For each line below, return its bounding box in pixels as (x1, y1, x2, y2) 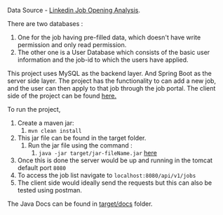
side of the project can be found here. (7, 91, 117, 100)
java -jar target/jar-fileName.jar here (38, 149, 158, 157)
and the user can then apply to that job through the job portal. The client (7, 84, 216, 92)
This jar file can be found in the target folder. (17, 133, 147, 142)
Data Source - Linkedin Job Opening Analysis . (7, 6, 141, 14)
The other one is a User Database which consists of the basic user (17, 48, 210, 56)
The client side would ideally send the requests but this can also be (17, 178, 212, 187)
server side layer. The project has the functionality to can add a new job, (7, 77, 216, 85)
